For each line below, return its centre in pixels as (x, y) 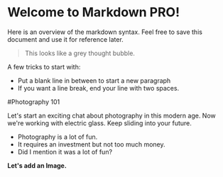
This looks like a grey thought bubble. (80, 53)
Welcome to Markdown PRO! (93, 12)
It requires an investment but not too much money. (91, 144)
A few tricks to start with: (44, 67)
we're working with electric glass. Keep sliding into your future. (99, 123)
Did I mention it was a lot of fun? (65, 152)
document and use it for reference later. (66, 39)
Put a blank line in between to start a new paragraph (94, 80)
